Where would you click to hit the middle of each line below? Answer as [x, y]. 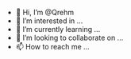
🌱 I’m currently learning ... [58, 29]
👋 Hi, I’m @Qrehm [44, 12]
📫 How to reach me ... [52, 47]
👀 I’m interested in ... [49, 21]
